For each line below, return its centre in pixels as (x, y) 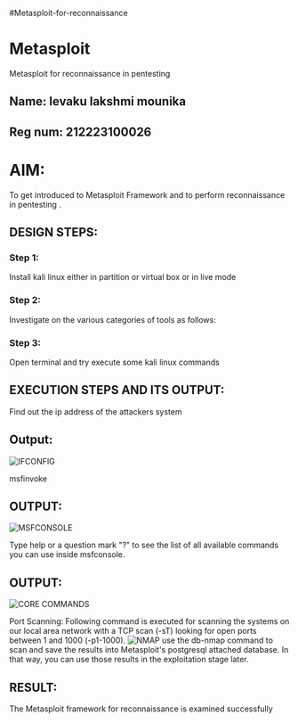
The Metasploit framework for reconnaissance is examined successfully (141, 709)
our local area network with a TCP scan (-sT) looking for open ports (133, 631)
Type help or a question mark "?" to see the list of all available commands (144, 545)
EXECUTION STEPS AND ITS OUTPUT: (117, 390)
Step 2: (25, 300)
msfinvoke (28, 478)
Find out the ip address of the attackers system (96, 411)
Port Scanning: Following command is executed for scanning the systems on (149, 621)
